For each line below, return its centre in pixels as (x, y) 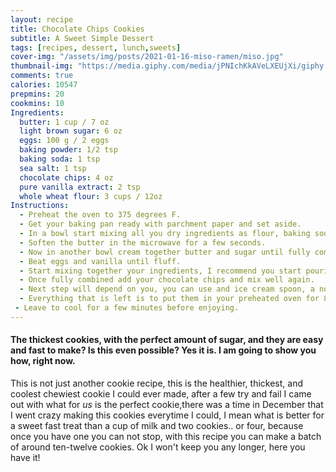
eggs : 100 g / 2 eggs (64, 141)
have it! (25, 457)
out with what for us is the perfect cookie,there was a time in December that (167, 404)
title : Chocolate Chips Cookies (77, 29)
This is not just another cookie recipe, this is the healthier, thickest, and (157, 383)
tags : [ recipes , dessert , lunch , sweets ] (96, 47)
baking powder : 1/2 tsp (68, 150)
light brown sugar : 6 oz (71, 131)
